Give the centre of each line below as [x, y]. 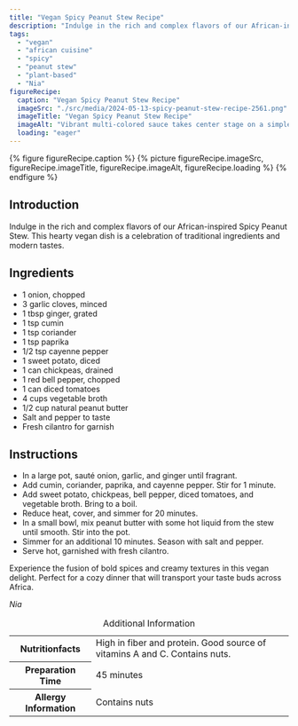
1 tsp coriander [49, 332]
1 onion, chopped [54, 295]
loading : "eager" [49, 133]
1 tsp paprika [45, 342]
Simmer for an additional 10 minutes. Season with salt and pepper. [143, 541]
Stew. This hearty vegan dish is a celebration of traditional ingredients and [145, 235]
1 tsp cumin [43, 323]
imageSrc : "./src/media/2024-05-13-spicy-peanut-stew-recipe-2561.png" [153, 108]
